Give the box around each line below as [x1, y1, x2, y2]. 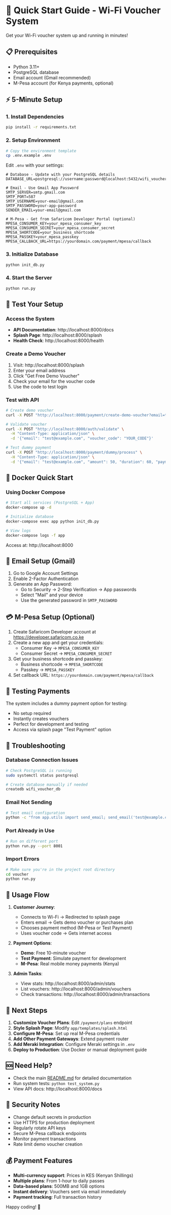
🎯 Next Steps [6, 1006, 48, 1015]
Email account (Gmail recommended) [13, 74, 91, 80]
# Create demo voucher [6, 407, 54, 413]
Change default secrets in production [13, 1114, 91, 1120]
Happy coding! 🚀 [6, 1204, 41, 1210]
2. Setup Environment [6, 137, 60, 144]
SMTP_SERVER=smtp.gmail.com [6, 190, 65, 195]
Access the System [6, 315, 55, 322]
